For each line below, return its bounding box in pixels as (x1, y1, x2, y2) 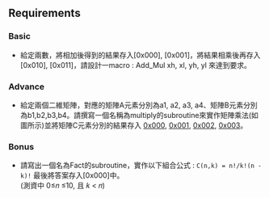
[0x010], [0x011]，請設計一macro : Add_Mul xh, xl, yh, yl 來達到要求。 (19, 60, 252, 70)
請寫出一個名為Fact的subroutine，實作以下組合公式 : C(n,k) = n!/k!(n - (19, 161, 263, 171)
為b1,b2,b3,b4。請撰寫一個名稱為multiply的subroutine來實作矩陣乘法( (19, 110, 252, 120)
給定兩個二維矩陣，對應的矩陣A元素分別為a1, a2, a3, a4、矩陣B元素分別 (19, 100, 258, 110)
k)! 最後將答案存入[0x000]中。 (19, 171, 124, 180)
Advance (8, 81, 45, 92)
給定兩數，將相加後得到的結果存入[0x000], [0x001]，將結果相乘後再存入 (19, 50, 261, 60)
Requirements (8, 6, 81, 20)
